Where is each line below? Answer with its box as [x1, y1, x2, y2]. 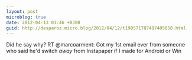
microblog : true [6, 14, 46, 20]
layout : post [6, 8, 38, 15]
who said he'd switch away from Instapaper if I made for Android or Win [6, 48, 182, 55]
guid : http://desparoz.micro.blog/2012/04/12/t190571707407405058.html [6, 25, 186, 31]
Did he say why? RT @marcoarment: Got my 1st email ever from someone [6, 41, 186, 48]
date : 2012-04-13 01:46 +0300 [6, 19, 81, 25]
